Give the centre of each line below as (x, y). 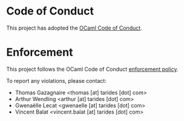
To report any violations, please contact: (57, 80)
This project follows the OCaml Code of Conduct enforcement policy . (92, 69)
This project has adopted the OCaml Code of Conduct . (74, 28)
